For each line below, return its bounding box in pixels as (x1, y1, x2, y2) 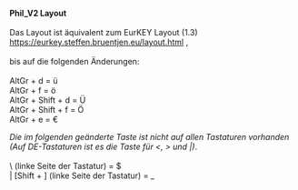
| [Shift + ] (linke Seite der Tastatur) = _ (9, 170, 154, 181)
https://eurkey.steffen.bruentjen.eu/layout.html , (9, 36, 189, 47)
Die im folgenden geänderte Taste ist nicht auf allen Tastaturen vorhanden (9, 132, 290, 142)
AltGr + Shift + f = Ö (9, 105, 84, 115)
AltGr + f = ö (9, 85, 56, 95)
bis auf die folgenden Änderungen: (9, 56, 140, 66)
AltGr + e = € (9, 114, 59, 125)
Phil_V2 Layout (9, 8, 67, 18)
